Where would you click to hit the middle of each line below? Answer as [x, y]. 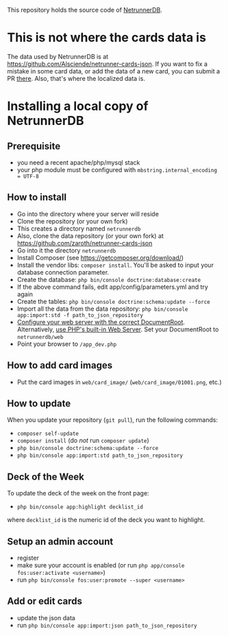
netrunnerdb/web [40, 337]
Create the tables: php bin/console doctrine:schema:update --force [114, 301]
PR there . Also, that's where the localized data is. [76, 78]
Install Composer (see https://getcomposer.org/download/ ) [100, 257]
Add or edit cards [45, 601]
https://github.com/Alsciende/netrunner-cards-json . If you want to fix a [107, 64]
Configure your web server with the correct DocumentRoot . [101, 322]
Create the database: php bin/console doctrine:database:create [109, 279]
